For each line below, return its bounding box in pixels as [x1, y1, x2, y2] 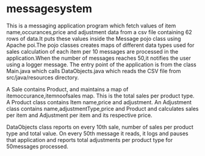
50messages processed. [6, 143, 68, 150]
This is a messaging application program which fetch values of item [6, 22, 176, 29]
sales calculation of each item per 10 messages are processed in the [6, 48, 179, 55]
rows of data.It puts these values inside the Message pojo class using [6, 35, 181, 42]
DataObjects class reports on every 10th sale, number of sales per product [6, 123, 194, 130]
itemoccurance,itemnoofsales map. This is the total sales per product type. [6, 92, 195, 99]
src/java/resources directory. [6, 74, 79, 81]
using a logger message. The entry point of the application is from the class [6, 60, 196, 68]
